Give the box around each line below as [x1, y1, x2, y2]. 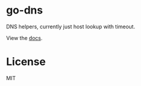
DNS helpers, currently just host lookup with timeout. [6, 23, 135, 30]
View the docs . [6, 34, 43, 41]
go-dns [6, 4, 43, 17]
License [6, 55, 46, 68]
